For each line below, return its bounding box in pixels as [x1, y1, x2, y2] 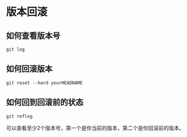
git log [6, 46, 25, 52]
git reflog [6, 113, 33, 119]
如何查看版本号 [6, 31, 61, 41]
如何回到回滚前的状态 [6, 98, 84, 108]
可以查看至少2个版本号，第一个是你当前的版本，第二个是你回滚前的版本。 [6, 124, 185, 131]
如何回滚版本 [6, 64, 53, 74]
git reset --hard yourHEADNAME [6, 80, 83, 86]
